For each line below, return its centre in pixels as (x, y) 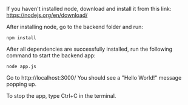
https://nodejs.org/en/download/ (47, 15)
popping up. (22, 84)
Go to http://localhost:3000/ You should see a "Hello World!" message (94, 78)
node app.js (21, 66)
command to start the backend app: (51, 56)
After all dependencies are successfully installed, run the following (89, 49)
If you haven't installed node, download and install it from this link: (89, 9)
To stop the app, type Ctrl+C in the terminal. (61, 96)
